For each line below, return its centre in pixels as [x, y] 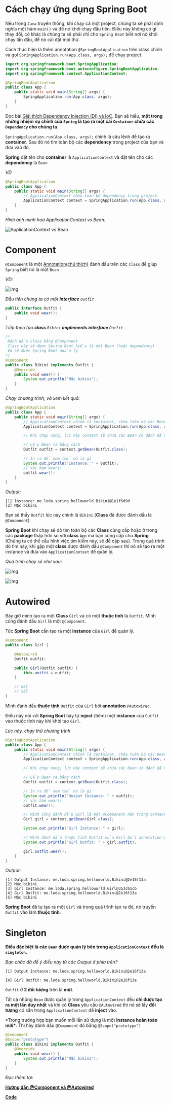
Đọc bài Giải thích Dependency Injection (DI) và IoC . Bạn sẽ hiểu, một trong [84, 116]
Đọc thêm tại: [19, 1078]
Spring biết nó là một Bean [32, 269]
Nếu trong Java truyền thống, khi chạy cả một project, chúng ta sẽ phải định [84, 23]
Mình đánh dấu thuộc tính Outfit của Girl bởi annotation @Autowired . [78, 706]
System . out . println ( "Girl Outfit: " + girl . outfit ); [80, 842]
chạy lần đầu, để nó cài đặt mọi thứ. [42, 40]
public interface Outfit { [34, 308]
